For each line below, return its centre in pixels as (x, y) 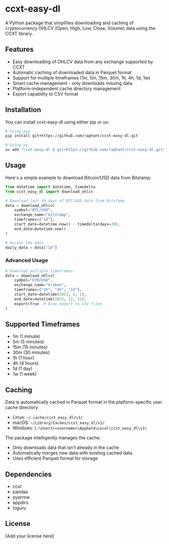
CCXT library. (19, 33)
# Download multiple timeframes (39, 271)
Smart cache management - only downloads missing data (72, 83)
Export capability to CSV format (45, 94)
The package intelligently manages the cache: (53, 438)
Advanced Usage (27, 260)
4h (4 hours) (25, 363)
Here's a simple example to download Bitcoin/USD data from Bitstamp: (78, 177)
